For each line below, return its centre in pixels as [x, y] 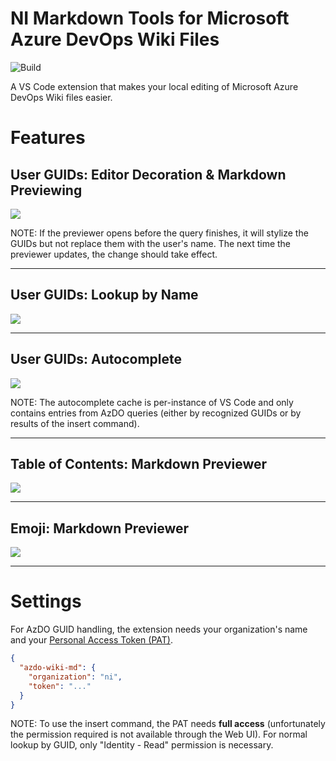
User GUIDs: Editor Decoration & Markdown [148, 174]
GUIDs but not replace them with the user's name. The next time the [151, 243]
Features [48, 138]
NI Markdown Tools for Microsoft [150, 18]
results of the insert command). [75, 423]
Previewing [46, 190]
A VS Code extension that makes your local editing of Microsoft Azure [154, 86]
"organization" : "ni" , [75, 677]
